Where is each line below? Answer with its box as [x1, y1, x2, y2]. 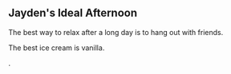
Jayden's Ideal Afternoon [8, 6, 138, 20]
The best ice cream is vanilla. [8, 43, 105, 53]
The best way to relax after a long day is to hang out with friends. [8, 27, 224, 37]
